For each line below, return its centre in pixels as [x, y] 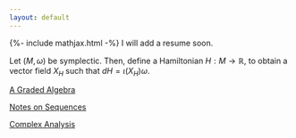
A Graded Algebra [42, 90]
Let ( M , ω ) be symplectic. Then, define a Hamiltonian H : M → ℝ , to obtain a [148, 61]
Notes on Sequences [48, 107]
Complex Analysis [42, 125]
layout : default [39, 17]
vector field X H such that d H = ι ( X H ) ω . [80, 72]
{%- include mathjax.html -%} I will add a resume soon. [111, 43]
